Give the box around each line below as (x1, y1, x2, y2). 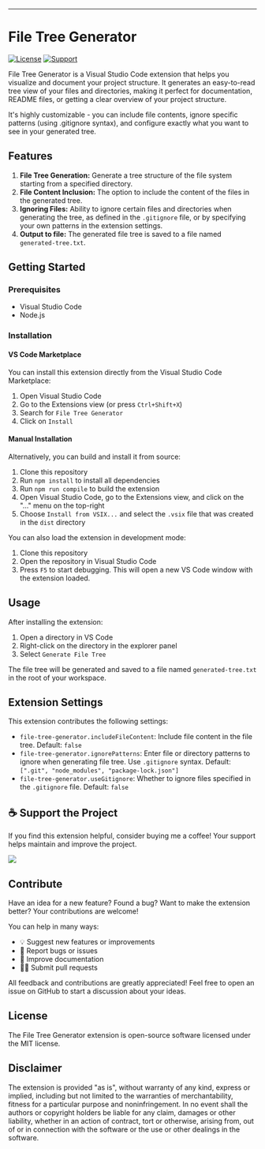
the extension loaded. (19, 573, 91, 583)
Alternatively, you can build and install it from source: (8, 452, 181, 461)
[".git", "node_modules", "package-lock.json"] (19, 767, 179, 775)
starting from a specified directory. (19, 178, 133, 188)
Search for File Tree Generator (19, 407, 124, 417)
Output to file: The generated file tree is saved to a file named (19, 229, 222, 238)
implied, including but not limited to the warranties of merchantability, (8, 1091, 234, 1100)
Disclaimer (8, 1061, 62, 1075)
